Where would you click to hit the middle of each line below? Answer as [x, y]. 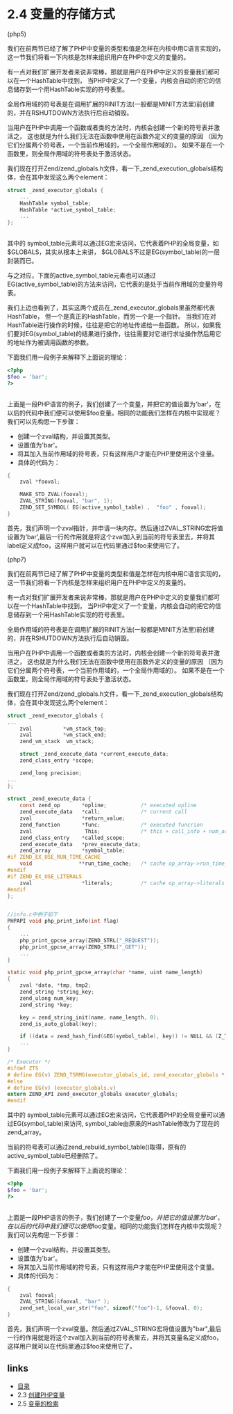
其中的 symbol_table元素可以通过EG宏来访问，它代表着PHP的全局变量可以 [113, 1115]
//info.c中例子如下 [33, 915]
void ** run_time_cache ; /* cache [93, 864]
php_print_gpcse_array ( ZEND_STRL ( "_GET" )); [84, 947]
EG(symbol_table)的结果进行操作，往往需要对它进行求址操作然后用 [120, 334]
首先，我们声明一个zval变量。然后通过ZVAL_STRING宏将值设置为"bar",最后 [114, 1329]
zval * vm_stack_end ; [63, 735]
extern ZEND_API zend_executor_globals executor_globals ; [93, 1094]
